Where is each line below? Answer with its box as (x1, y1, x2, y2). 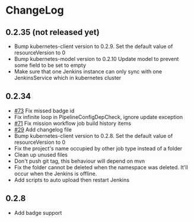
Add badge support (14, 209, 62, 216)
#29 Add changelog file (14, 126, 72, 133)
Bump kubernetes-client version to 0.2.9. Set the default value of (14, 43, 173, 50)
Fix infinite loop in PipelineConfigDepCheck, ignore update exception (14, 113, 183, 120)
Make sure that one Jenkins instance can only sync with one (14, 68, 163, 75)
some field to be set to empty (14, 62, 87, 69)
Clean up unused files (14, 151, 68, 158)
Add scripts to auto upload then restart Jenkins (14, 176, 130, 184)
